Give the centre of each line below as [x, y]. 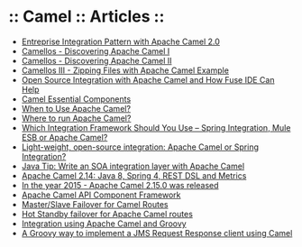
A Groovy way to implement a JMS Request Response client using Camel [157, 233]
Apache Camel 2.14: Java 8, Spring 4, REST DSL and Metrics [134, 175]
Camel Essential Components [76, 99]
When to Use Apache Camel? [76, 108]
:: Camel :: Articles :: [87, 17]
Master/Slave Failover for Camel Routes [95, 204]
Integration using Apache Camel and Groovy [104, 224]
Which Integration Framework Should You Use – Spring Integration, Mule [156, 127]
